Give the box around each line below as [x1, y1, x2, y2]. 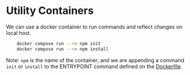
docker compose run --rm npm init [16, 41, 101, 47]
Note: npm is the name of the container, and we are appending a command [6, 56, 185, 63]
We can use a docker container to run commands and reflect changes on [6, 23, 183, 30]
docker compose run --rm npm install [16, 46, 109, 52]
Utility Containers [6, 4, 94, 17]
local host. [6, 29, 31, 36]
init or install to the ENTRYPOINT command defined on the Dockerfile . [6, 63, 183, 70]
